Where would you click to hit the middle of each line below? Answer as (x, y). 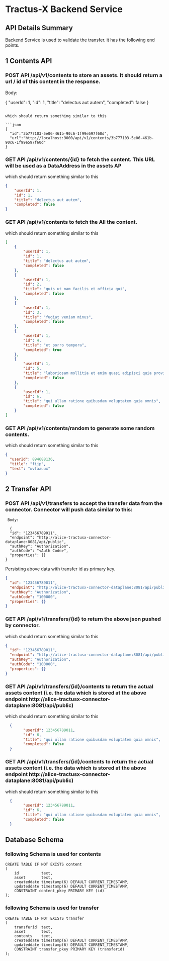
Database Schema (34, 840)
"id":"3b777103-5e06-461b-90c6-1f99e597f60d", (59, 134)
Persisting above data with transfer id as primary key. (60, 569)
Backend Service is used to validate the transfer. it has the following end (80, 40)
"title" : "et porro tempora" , (55, 345)
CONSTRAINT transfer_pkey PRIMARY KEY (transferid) (69, 949)
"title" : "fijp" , (28, 464)
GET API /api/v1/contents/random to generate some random (80, 428)
